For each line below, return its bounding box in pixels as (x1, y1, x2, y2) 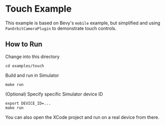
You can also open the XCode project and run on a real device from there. (5, 114, 160, 120)
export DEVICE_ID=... (5, 101, 51, 106)
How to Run (5, 40, 43, 49)
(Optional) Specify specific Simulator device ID (5, 91, 103, 97)
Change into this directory (5, 53, 60, 59)
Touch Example (5, 3, 72, 15)
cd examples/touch (5, 63, 44, 69)
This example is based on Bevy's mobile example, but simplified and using (5, 20, 161, 26)
